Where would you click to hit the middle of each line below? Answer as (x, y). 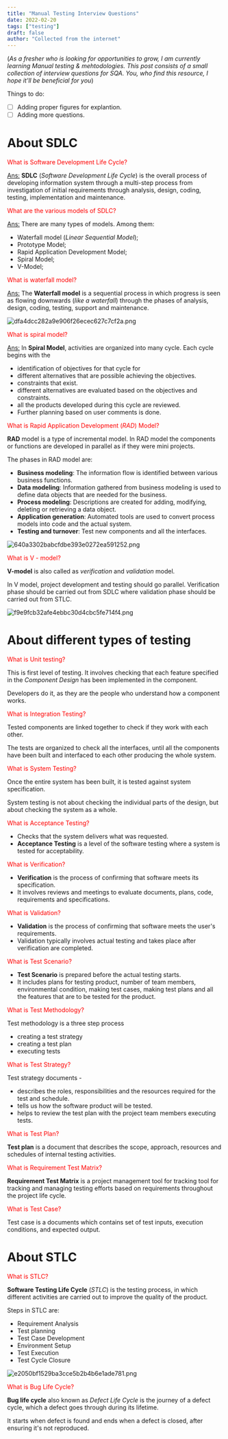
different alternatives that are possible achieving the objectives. (106, 376)
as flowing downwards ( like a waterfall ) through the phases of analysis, (108, 300)
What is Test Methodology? (46, 1010)
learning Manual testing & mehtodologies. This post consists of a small (107, 66)
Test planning (36, 1331)
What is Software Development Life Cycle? (67, 162)
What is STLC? (28, 1277)
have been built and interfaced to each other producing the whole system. (112, 755)
